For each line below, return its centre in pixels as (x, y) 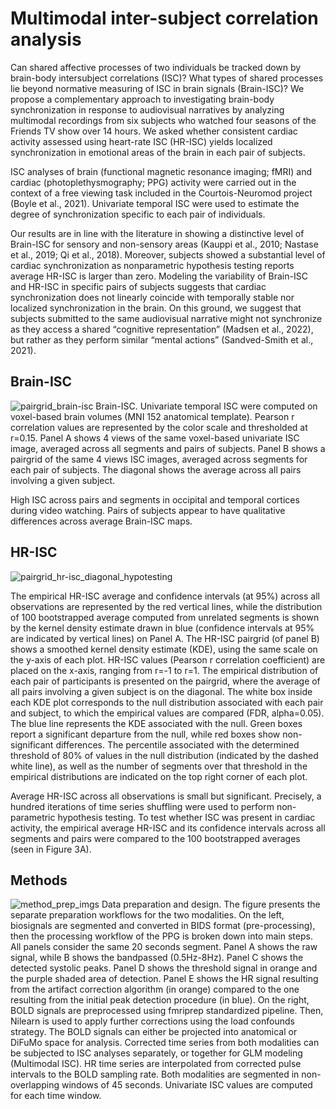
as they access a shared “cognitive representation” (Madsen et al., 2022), (162, 329)
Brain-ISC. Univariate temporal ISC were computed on (206, 406)
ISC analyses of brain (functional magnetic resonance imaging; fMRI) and (161, 171)
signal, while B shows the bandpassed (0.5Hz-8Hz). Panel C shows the (157, 958)
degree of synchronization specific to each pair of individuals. (138, 214)
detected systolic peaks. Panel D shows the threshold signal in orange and (164, 968)
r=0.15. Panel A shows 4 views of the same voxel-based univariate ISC (155, 438)
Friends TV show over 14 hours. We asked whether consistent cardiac (154, 131)
